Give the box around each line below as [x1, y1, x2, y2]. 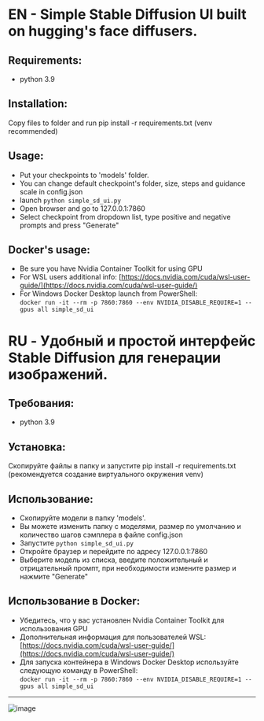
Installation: [8, 97, 68, 111]
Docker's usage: [8, 243, 90, 257]
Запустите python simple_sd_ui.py [19, 538, 134, 548]
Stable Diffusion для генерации [8, 349, 222, 367]
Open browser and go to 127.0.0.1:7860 [19, 203, 145, 213]
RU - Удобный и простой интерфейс [8, 332, 256, 349]
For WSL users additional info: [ [19, 272, 122, 282]
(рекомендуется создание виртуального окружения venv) [8, 470, 204, 479]
